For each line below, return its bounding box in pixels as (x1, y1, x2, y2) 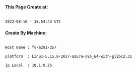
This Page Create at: (5, 4, 48, 10)
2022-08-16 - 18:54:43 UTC (5, 19, 61, 24)
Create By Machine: (5, 30, 47, 36)
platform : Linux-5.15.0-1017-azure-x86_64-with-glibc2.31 (5, 54, 133, 59)
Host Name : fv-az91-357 (5, 45, 57, 50)
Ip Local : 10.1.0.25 (5, 63, 52, 68)
